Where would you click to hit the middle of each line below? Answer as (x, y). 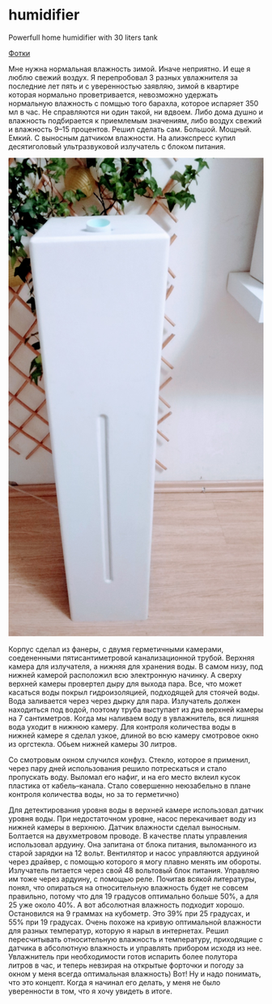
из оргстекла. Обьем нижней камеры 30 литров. (93, 744)
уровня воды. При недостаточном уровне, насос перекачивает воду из (132, 819)
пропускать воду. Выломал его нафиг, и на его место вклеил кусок (125, 778)
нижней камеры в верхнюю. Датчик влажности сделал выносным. (125, 827)
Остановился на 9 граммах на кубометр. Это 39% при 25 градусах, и (129, 914)
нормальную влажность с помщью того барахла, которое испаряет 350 (134, 103)
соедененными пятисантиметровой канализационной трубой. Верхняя (132, 658)
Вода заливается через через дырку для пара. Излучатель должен (125, 701)
